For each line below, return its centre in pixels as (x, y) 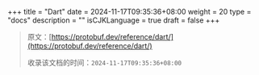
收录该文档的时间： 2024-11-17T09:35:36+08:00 (104, 62)
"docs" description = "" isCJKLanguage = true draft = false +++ (114, 20)
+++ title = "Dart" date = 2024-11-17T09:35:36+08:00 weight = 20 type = (129, 12)
